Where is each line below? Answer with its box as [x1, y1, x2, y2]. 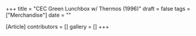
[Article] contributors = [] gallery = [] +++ [5, 23, 110, 30]
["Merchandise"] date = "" [5, 11, 71, 19]
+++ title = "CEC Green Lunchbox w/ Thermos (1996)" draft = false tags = [5, 5, 191, 12]
